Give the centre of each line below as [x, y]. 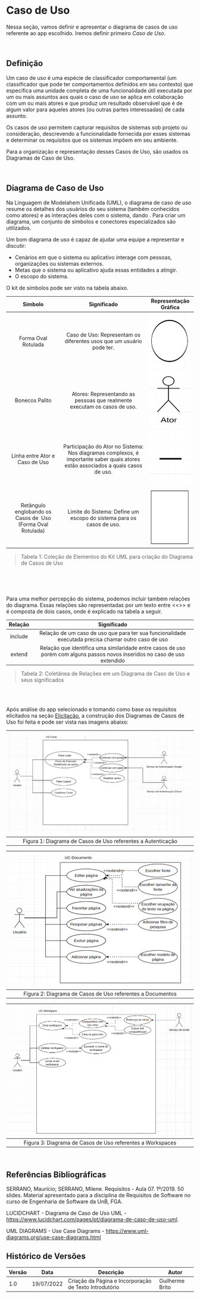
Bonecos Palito [33, 400]
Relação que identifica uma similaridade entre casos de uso [112, 648]
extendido [112, 660]
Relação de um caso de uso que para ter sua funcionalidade [113, 633]
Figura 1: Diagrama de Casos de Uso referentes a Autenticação [100, 841]
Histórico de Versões [46, 1256]
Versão [18, 1272]
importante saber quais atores [103, 459]
